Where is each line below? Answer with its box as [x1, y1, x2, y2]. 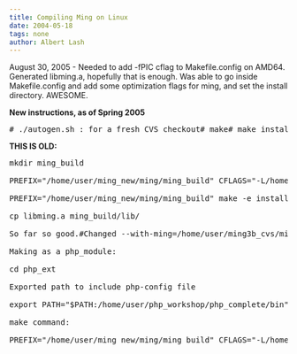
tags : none [9, 29, 49, 38]
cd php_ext [9, 265, 57, 274]
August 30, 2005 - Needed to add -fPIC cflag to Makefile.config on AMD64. [9, 62, 286, 73]
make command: [9, 318, 71, 327]
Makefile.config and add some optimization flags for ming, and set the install [9, 81, 288, 91]
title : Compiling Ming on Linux [9, 12, 128, 22]
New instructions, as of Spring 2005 [9, 107, 146, 118]
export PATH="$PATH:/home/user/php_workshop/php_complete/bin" [9, 300, 289, 310]
